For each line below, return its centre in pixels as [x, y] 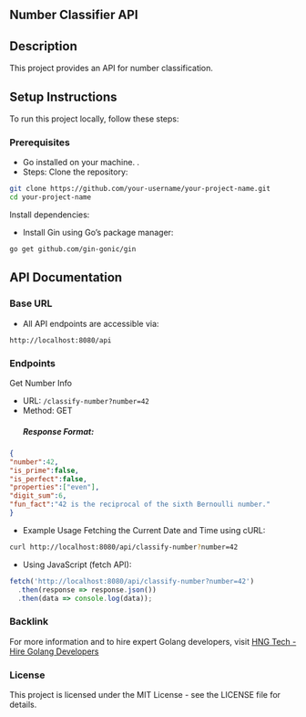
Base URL [31, 303]
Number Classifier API [74, 15]
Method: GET [47, 410]
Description [43, 46]
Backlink [29, 622]
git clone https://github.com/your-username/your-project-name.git [140, 189]
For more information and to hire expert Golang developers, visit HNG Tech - [153, 641]
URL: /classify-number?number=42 [86, 400]
